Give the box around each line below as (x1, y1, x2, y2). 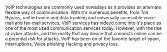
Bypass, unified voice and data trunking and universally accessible (5, 15, 142, 20)
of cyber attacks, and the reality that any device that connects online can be (5, 31, 162, 36)
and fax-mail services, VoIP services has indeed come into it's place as (14, 20, 161, 26)
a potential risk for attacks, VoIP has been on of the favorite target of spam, (5, 36, 160, 42)
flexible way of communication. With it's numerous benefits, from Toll (5, 9, 148, 15)
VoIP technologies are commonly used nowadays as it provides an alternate (5, 4, 161, 10)
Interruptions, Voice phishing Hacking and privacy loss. (5, 41, 119, 47)
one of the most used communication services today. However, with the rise (5, 25, 162, 31)
